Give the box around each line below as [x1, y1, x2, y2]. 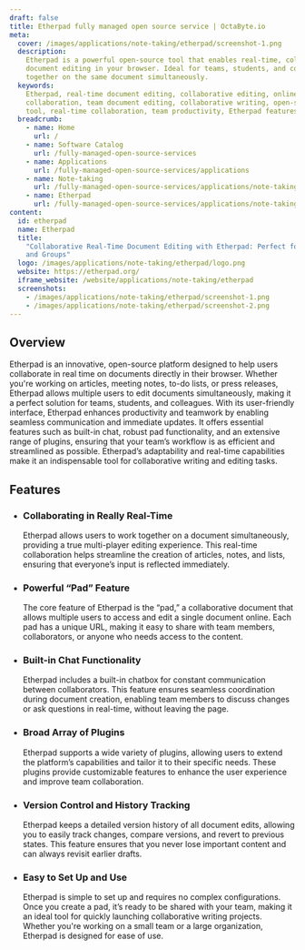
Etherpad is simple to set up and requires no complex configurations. [22, 892, 281, 903]
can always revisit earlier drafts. [22, 848, 143, 860]
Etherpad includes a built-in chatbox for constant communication [22, 674, 266, 685]
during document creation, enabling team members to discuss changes [22, 693, 290, 705]
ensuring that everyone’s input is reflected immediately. [22, 559, 230, 570]
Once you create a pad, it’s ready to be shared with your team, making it [22, 902, 292, 913]
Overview [9, 334, 66, 350]
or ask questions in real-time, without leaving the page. [22, 703, 230, 714]
